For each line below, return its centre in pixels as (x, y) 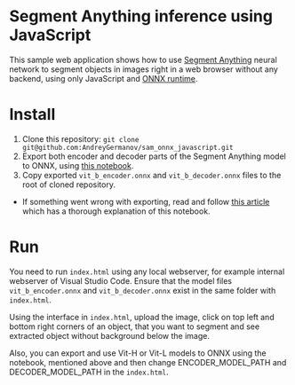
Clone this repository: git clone (80, 138)
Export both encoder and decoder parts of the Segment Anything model (154, 156)
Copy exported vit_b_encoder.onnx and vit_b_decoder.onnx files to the (151, 175)
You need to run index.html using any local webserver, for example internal (147, 271)
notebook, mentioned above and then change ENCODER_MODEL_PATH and (148, 362)
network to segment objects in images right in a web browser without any (144, 69)
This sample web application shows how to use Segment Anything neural (143, 59)
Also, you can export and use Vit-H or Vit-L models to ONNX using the (138, 353)
